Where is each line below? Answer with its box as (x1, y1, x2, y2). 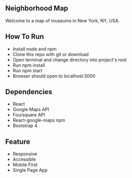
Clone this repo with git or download (12, 51, 89, 57)
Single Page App (12, 167, 48, 173)
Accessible (12, 156, 36, 162)
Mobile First (12, 162, 38, 168)
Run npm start (12, 67, 43, 73)
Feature (5, 137, 30, 146)
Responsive (12, 151, 37, 157)
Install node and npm (12, 46, 57, 52)
